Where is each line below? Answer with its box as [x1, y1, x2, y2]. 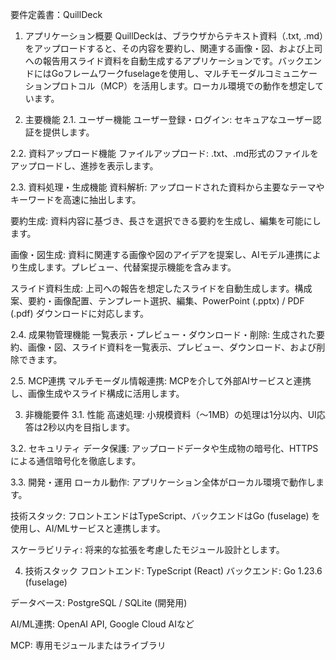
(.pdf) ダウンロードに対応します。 [10, 308, 150, 319]
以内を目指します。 [56, 421, 135, 433]
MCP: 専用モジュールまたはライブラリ [10, 639, 167, 651]
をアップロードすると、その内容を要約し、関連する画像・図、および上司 [24, 43, 323, 54]
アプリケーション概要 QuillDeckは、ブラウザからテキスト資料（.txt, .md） [24, 30, 325, 42]
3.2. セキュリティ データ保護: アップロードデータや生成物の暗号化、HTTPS [10, 443, 319, 454]
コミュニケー [264, 68, 318, 79]
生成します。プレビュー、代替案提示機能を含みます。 [18, 261, 237, 273]
